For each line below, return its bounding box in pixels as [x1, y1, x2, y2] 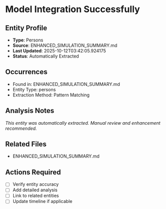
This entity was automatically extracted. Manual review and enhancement [5, 120, 161, 126]
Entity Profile [5, 24, 47, 32]
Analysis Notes [5, 107, 55, 115]
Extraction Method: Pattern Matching [12, 92, 90, 98]
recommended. [5, 125, 37, 131]
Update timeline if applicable [12, 198, 72, 204]
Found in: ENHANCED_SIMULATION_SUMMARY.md [12, 81, 120, 87]
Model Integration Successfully [5, 4, 140, 15]
